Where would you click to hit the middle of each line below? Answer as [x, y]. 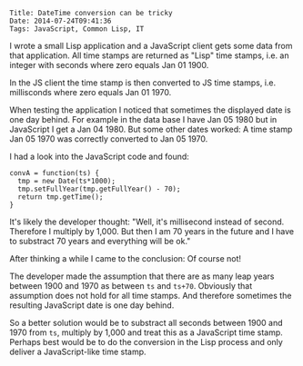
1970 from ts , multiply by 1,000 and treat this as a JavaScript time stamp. [146, 332]
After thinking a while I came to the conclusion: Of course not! [126, 258]
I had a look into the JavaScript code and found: [99, 156]
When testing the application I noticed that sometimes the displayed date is [150, 110]
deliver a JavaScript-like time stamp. [78, 351]
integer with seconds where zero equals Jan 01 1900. [109, 65]
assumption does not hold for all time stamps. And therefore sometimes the [151, 296]
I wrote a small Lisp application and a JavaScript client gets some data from [151, 46]
